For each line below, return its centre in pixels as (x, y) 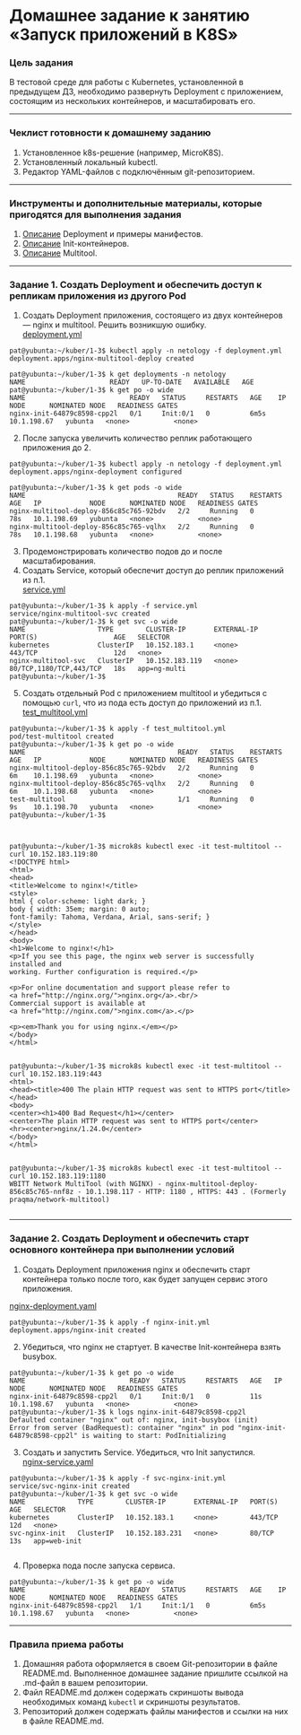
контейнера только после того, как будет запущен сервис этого (145, 1278)
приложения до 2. (56, 448)
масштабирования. (59, 561)
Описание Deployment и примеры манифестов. (112, 234)
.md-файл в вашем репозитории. (85, 1682)
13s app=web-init (46, 1541)
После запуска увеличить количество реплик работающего (137, 438)
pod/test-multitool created (62, 737)
